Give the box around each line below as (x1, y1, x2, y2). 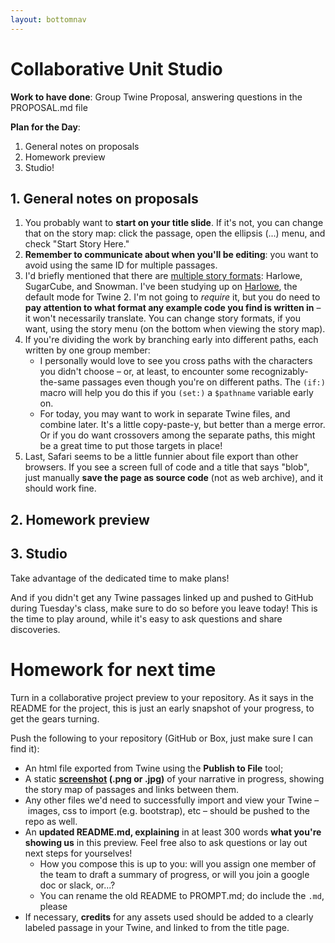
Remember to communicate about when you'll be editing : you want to (24, 249, 319, 261)
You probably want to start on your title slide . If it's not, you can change (24, 217, 324, 229)
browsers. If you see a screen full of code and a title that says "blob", (24, 461, 310, 473)
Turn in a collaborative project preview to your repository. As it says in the (10, 691, 314, 703)
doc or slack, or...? (39, 879, 116, 891)
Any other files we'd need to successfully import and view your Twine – (24, 794, 320, 806)
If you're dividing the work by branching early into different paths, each (24, 334, 319, 346)
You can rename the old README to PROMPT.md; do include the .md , (39, 889, 325, 901)
